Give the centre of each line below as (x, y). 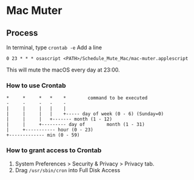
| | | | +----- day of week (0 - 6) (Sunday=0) (85, 114)
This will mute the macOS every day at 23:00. (63, 70)
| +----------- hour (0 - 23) (50, 130)
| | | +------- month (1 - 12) (59, 119)
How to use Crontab (36, 85)
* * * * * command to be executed (77, 98)
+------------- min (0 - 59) (43, 135)
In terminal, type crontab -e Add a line (54, 47)
